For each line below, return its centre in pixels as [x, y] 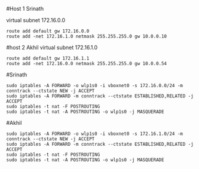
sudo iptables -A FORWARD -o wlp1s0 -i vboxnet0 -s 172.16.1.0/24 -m [95, 134]
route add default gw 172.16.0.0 [48, 31]
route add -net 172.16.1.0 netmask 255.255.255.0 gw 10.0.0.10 [87, 36]
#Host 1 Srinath [25, 9]
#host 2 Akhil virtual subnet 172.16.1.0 [52, 47]
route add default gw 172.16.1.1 [48, 59]
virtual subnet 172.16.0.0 [36, 20]
